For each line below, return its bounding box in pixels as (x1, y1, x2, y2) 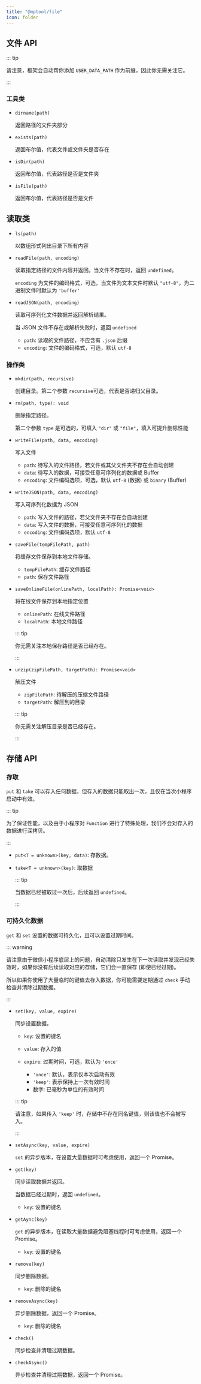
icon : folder (6, 14, 39, 20)
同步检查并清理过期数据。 (14, 1346, 78, 1353)
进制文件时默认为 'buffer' (14, 287, 81, 294)
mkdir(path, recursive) (14, 376, 75, 382)
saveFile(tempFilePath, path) (14, 541, 91, 548)
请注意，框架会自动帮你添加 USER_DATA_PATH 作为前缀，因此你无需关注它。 (6, 67, 188, 74)
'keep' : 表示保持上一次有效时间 (32, 1078, 110, 1085)
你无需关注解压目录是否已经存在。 (14, 722, 99, 729)
